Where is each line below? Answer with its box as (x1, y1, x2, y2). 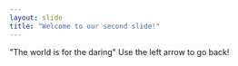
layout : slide (9, 13, 64, 23)
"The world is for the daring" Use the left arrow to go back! (9, 46, 230, 57)
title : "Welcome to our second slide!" (9, 22, 161, 31)
